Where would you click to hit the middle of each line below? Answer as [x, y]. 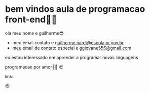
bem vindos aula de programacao [75, 9]
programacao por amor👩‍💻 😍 [35, 67]
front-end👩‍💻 [31, 19]
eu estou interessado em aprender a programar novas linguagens [72, 57]
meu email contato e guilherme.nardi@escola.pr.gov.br [68, 42]
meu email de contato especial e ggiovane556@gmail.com [72, 48]
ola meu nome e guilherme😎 [35, 33]
